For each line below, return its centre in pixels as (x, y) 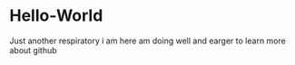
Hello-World (56, 16)
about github (33, 50)
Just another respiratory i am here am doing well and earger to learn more (147, 41)
